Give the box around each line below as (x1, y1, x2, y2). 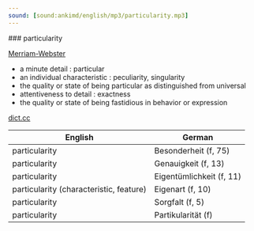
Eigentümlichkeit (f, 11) (154, 171, 242, 182)
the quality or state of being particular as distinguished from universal (19, 81, 246, 90)
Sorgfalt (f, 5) (154, 196, 205, 207)
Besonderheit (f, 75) (154, 145, 230, 156)
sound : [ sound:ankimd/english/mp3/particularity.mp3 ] (8, 11, 189, 20)
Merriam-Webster (8, 48, 66, 58)
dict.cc (8, 112, 31, 123)
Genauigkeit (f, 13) (154, 157, 225, 169)
